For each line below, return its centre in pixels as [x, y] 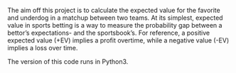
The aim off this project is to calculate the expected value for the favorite [114, 10]
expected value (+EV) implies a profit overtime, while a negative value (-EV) [118, 40]
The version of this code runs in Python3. [68, 62]
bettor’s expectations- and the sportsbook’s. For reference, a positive [109, 33]
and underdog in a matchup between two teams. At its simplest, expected [115, 18]
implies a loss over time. [43, 48]
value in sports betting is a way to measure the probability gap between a [115, 25]
